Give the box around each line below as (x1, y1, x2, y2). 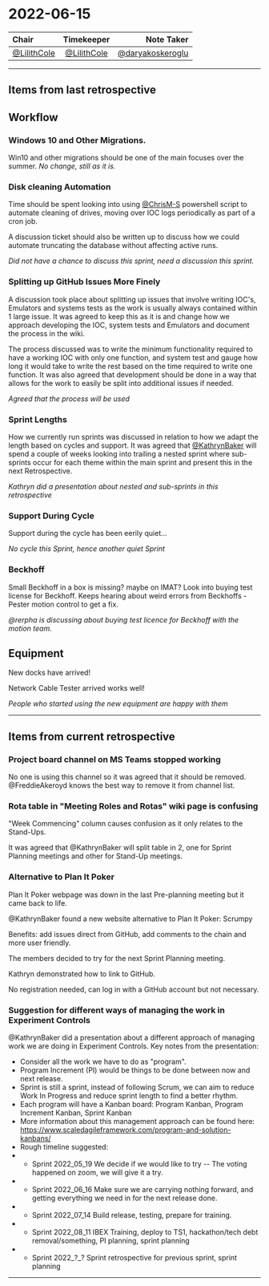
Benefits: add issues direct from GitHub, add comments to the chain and (8, 929, 247, 939)
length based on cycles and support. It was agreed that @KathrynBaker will (8, 440, 257, 450)
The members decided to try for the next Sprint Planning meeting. (8, 953, 226, 963)
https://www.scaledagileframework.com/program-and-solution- (19, 1125, 231, 1134)
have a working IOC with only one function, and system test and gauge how (8, 352, 259, 362)
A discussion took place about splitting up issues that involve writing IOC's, (8, 294, 256, 304)
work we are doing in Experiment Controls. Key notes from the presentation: (8, 1041, 259, 1051)
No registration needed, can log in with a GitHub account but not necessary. (8, 984, 259, 994)
